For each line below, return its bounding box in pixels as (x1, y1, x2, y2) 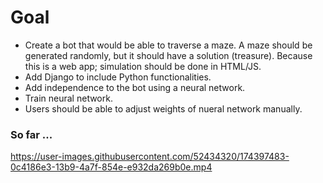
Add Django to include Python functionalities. (24, 71, 212, 83)
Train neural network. (24, 92, 113, 104)
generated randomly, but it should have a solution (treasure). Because (24, 49, 313, 61)
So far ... (10, 127, 53, 141)
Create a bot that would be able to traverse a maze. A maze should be (24, 39, 313, 51)
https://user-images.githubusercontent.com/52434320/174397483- (10, 151, 290, 163)
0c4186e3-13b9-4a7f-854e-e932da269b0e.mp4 (10, 161, 213, 173)
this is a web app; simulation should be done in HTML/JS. (24, 60, 262, 72)
